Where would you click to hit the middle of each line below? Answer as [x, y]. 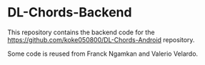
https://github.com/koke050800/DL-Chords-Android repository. [101, 39]
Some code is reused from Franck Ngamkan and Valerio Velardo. [103, 54]
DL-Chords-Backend [70, 12]
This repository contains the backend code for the [81, 32]
